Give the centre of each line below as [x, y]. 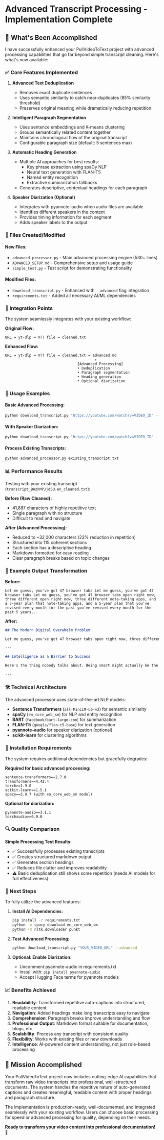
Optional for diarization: [30, 803]
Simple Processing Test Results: [39, 842]
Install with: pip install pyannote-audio [60, 972]
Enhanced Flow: [22, 346]
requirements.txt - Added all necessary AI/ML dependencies [74, 296]
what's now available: [27, 60]
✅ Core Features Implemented [41, 72]
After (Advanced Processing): [36, 528]
